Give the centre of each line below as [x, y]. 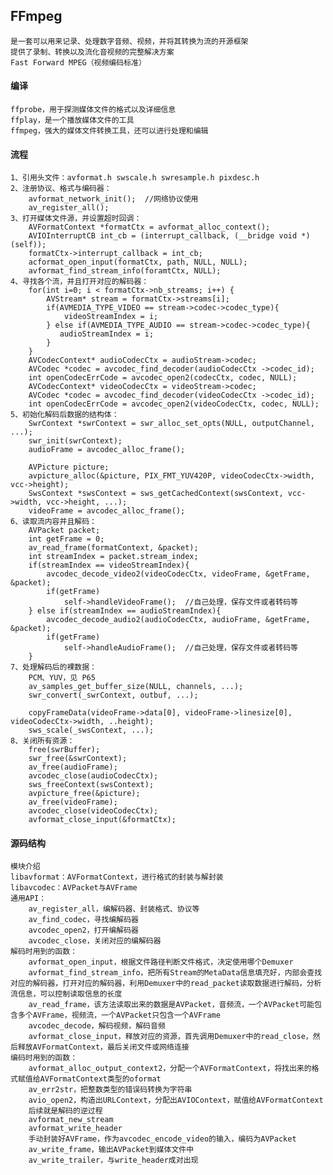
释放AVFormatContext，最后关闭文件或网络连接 [103, 1047]
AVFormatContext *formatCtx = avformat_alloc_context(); [149, 227]
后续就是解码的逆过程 [65, 1111]
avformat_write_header [75, 1129]
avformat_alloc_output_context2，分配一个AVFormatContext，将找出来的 [170, 1069]
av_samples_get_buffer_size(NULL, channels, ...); [136, 687]
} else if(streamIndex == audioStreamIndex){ [125, 611]
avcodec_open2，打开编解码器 [83, 930]
